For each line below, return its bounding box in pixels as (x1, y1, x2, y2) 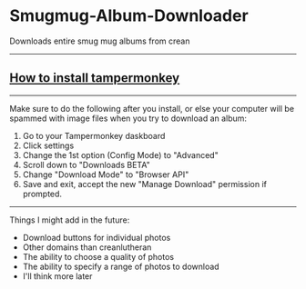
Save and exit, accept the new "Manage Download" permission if (22, 178, 267, 189)
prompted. (22, 188, 62, 199)
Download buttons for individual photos (22, 232, 171, 243)
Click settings (22, 140, 75, 151)
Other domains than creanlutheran (22, 242, 152, 253)
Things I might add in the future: (9, 214, 130, 225)
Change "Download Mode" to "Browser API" (22, 169, 189, 180)
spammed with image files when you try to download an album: (9, 113, 248, 124)
